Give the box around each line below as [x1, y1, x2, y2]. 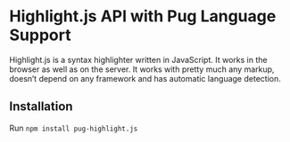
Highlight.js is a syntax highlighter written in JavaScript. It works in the [9, 54, 268, 65]
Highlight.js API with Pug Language [9, 6, 277, 27]
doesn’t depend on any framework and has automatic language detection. [9, 73, 281, 83]
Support [9, 25, 71, 45]
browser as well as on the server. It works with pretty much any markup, [9, 64, 275, 75]
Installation [9, 99, 73, 114]
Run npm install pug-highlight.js [9, 122, 138, 133]
